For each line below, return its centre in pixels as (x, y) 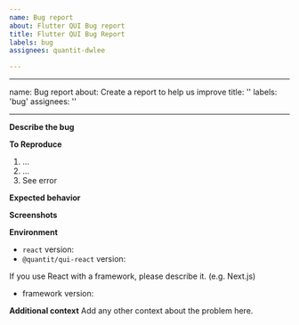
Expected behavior (45, 198)
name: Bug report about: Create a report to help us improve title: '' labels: (143, 92)
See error (40, 181)
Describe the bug (42, 127)
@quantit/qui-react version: (74, 259)
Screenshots (33, 215)
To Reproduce (36, 144)
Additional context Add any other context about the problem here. (131, 311)
